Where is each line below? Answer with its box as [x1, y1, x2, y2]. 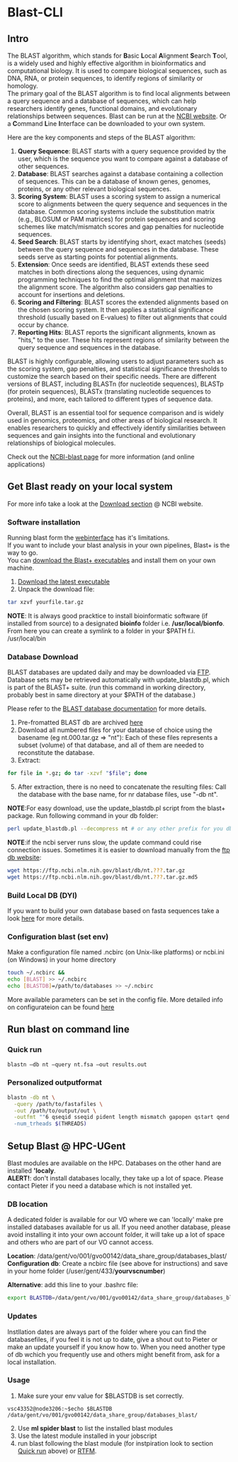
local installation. [7, 1358, 57, 1366]
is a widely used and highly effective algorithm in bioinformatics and [7, 59, 207, 68]
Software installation [7, 517, 81, 527]
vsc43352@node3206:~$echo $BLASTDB [7, 1405, 113, 1412]
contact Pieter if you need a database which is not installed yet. [7, 1181, 193, 1190]
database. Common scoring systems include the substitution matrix [17, 208, 215, 215]
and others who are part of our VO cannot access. [7, 1238, 154, 1247]
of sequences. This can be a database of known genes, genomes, [17, 177, 211, 186]
